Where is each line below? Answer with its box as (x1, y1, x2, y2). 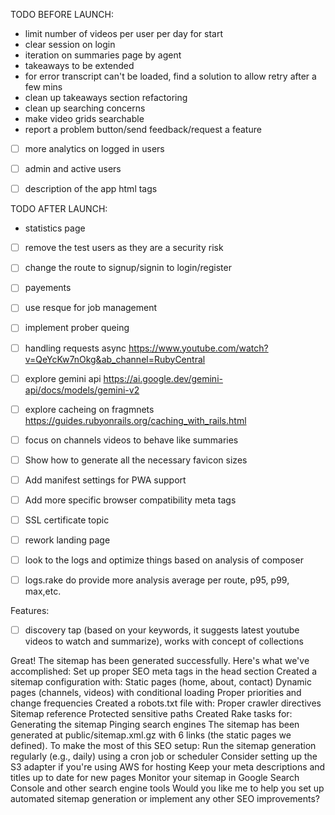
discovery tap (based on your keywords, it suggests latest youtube (24, 624, 300, 636)
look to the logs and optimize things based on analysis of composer (24, 554, 304, 566)
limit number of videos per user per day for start (24, 28, 224, 39)
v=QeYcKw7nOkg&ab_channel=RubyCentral (24, 353, 206, 365)
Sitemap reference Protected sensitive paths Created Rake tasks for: (10, 708, 293, 720)
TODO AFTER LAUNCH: (10, 203, 108, 215)
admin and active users (24, 163, 122, 175)
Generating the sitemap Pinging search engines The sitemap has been (10, 719, 300, 731)
